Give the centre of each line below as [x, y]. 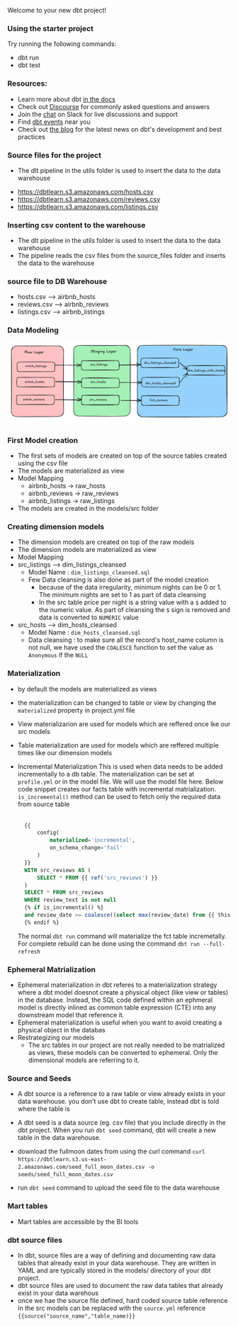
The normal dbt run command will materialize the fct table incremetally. [122, 936]
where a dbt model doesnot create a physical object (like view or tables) [123, 993]
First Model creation [43, 440]
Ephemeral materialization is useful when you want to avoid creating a [120, 1022]
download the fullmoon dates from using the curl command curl [111, 1151]
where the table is [44, 1109]
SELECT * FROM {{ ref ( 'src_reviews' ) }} [97, 878]
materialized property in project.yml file [76, 710]
